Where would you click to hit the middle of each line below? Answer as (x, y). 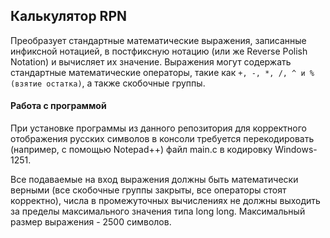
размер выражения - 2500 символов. (91, 222)
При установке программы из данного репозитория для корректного (158, 128)
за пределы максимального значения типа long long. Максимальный (158, 211)
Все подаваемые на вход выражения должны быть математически (154, 180)
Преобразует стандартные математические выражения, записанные (158, 40)
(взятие (26, 84)
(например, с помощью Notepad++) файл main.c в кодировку (141, 150)
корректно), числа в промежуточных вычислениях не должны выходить (165, 201)
